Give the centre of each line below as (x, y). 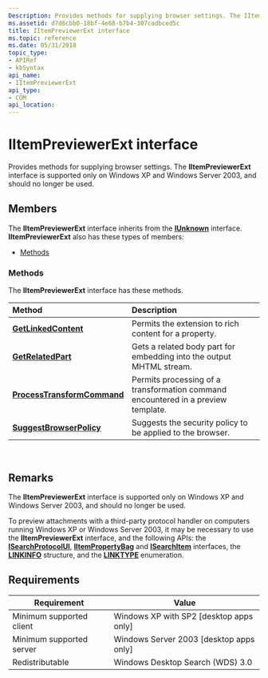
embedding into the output (181, 357)
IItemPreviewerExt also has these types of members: (97, 236)
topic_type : (28, 53)
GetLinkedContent (48, 329)
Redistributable (41, 662)
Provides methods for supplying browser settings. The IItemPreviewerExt (130, 167)
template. (149, 410)
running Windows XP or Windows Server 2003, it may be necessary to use (131, 529)
